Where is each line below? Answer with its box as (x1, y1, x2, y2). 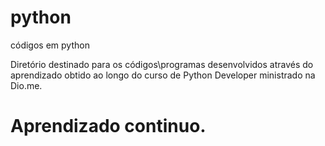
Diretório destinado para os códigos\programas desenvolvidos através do (10, 58, 314, 70)
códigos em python (10, 39, 90, 51)
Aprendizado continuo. (10, 115, 207, 138)
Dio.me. (10, 79, 43, 91)
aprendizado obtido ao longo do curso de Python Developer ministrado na (10, 69, 316, 81)
